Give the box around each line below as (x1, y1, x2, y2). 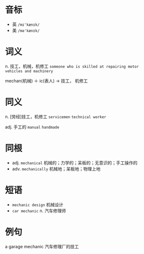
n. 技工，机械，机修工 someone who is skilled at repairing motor (5, 63, 139, 69)
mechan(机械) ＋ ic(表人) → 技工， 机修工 (5, 78, 88, 84)
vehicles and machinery (5, 68, 54, 73)
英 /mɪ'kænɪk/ (12, 21, 40, 27)
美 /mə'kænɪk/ (12, 27, 40, 33)
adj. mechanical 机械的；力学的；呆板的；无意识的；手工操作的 (12, 160, 138, 166)
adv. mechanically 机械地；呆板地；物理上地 (12, 166, 101, 171)
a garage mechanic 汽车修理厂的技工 (5, 243, 79, 249)
